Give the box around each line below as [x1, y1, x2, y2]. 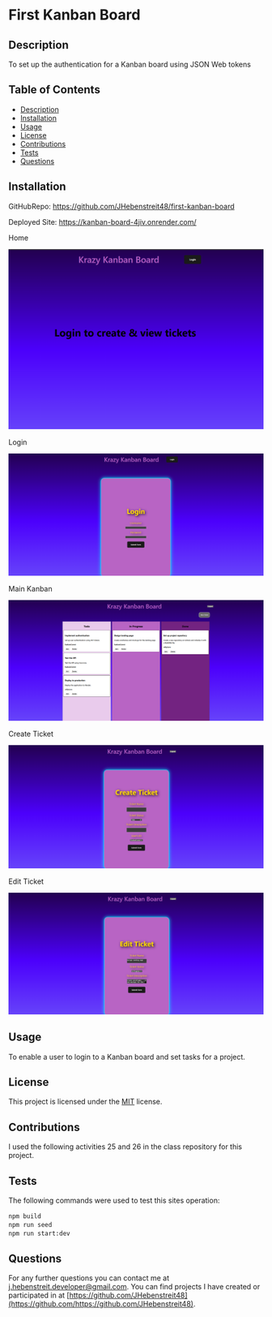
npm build [8, 1212, 42, 1220]
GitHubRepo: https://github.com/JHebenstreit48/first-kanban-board [8, 201, 235, 211]
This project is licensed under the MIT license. [8, 1097, 163, 1107]
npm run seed [8, 1220, 53, 1229]
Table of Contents [8, 83, 101, 97]
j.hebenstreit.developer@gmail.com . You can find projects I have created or [8, 1282, 261, 1292]
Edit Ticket [8, 876, 45, 886]
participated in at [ [8, 1290, 70, 1300]
